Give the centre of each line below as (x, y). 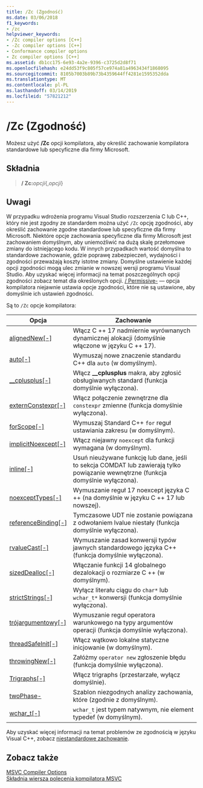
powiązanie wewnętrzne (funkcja (120, 473)
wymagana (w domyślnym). (112, 448)
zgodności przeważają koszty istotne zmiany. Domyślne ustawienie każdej (99, 261)
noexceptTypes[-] (36, 498)
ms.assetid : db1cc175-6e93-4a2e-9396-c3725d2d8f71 (71, 62)
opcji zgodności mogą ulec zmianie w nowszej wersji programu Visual (93, 268)
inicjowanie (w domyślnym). (112, 648)
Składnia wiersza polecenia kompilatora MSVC (64, 779)
